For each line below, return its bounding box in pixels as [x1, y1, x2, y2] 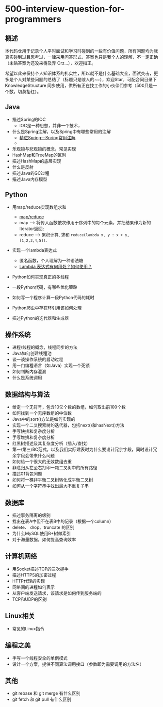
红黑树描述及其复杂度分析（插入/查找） [12, 441, 91, 446]
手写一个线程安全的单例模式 [12, 655, 68, 661]
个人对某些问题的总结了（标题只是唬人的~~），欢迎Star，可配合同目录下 [13, 77, 157, 82]
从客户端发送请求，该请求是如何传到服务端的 [12, 590, 102, 596]
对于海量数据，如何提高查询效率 [12, 537, 76, 543]
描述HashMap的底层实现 [12, 158, 62, 164]
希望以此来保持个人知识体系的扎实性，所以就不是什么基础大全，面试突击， [5, 70, 154, 76]
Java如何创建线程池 [12, 350, 52, 356]
